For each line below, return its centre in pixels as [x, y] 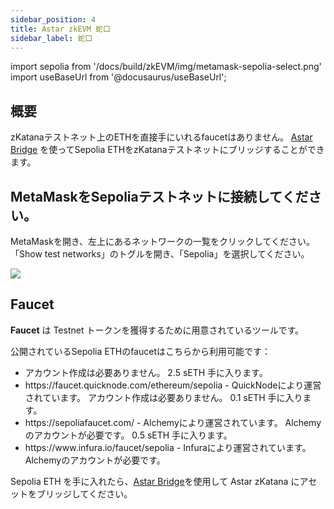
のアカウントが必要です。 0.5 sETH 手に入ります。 [128, 435]
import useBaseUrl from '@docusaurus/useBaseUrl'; [118, 77]
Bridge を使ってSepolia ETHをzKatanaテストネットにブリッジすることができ [167, 150]
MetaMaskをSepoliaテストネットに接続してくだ [159, 196]
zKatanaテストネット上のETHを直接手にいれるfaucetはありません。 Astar [161, 137]
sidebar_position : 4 [53, 19]
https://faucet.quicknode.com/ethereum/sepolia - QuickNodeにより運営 [173, 385]
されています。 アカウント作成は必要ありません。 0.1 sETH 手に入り [163, 397]
